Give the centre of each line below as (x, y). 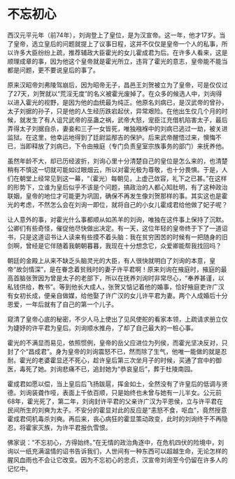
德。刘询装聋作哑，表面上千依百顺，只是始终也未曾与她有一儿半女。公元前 (114, 392)
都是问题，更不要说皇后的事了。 (53, 70)
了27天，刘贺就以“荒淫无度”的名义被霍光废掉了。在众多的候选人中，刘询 (112, 93)
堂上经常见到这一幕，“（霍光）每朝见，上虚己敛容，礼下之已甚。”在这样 (126, 178)
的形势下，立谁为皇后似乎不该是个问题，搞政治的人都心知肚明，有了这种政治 (117, 187)
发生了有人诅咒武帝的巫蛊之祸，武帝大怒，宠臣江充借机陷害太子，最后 (127, 120)
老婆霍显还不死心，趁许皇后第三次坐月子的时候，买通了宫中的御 (129, 360)
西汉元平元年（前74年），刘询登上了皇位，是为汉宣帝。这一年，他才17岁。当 (116, 35)
